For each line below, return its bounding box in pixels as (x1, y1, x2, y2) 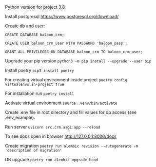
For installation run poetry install (5, 91, 75, 96)
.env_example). (5, 114, 36, 120)
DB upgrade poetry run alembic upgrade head (5, 157, 98, 162)
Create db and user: (5, 23, 45, 29)
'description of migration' (5, 148, 62, 153)
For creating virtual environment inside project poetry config (5, 77, 128, 82)
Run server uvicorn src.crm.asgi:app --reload (5, 124, 100, 130)
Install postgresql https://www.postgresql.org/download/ (5, 14, 119, 19)
